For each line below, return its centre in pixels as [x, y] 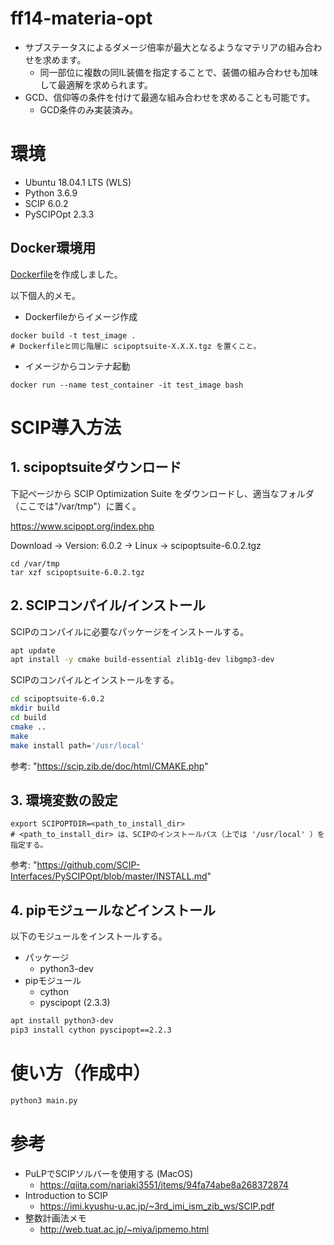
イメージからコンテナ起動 [77, 366]
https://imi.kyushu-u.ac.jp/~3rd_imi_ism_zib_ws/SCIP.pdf [157, 1206]
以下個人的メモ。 [45, 295]
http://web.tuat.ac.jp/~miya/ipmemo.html [124, 1229]
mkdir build [35, 708]
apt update [33, 650]
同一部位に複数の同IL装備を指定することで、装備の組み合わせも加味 [179, 72]
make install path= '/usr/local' [77, 745]
